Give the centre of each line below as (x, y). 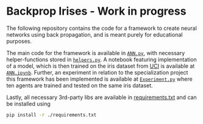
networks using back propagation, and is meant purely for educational (94, 34)
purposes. (19, 41)
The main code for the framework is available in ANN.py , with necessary (96, 53)
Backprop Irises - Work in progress (96, 11)
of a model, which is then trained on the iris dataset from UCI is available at (101, 66)
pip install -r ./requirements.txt (52, 115)
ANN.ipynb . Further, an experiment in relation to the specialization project (97, 72)
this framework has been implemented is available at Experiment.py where (100, 79)
